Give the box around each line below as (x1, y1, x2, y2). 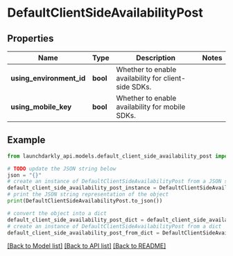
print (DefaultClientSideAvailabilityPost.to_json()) (7, 198, 163, 205)
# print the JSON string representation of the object (7, 191, 169, 198)
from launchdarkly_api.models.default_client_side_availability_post (7, 153, 213, 160)
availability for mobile (116, 102, 186, 112)
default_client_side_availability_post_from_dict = (7, 229, 159, 237)
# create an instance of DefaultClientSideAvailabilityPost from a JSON (7, 178, 222, 185)
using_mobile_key (10, 102, 72, 112)
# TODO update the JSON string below (7, 165, 116, 172)
